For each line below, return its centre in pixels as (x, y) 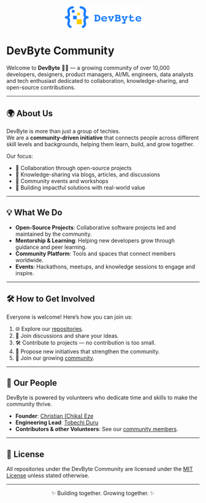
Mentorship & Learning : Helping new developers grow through (95, 240)
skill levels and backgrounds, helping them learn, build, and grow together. (101, 144)
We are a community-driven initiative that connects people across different (103, 138)
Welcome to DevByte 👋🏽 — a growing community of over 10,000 (88, 68)
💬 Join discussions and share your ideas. (67, 335)
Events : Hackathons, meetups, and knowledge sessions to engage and (105, 267)
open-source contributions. (41, 88)
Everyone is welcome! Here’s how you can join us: (70, 317)
